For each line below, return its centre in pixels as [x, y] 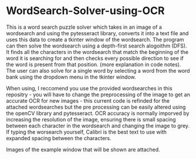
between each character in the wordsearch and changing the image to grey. [98, 126]
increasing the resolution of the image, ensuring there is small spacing [91, 119]
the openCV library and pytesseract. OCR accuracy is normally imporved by [98, 113]
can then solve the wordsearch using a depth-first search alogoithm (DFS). [97, 46]
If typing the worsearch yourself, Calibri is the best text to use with [87, 132]
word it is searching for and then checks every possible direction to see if [95, 58]
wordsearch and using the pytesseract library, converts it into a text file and [97, 33]
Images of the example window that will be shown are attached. [83, 149]
